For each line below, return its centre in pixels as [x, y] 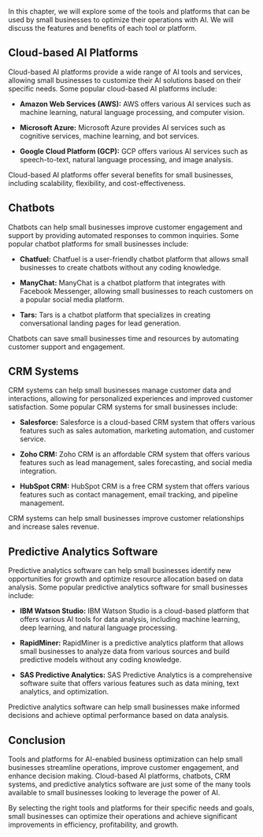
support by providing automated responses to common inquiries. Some [124, 235]
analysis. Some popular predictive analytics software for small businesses [128, 587]
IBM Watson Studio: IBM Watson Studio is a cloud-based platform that [134, 611]
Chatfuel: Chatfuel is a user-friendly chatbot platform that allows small [134, 259]
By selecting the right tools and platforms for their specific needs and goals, [131, 808]
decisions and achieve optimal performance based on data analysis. [119, 716]
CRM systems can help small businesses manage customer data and [120, 390]
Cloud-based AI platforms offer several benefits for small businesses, [121, 175]
